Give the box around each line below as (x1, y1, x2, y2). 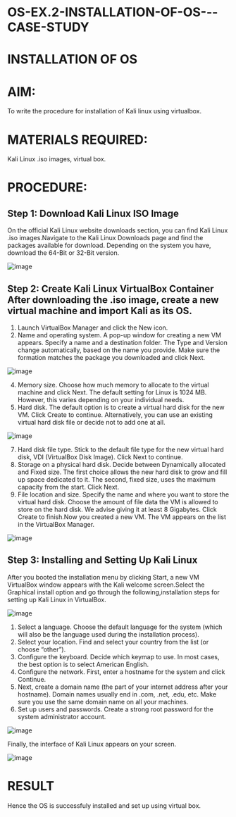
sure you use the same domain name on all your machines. (17, 697, 189, 706)
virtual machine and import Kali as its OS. (7, 304, 192, 317)
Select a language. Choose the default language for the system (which (17, 623, 223, 631)
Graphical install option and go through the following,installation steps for (7, 587, 220, 596)
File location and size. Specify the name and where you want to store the (17, 490, 230, 499)
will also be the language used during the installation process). (17, 630, 199, 638)
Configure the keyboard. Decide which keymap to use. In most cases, (17, 652, 220, 661)
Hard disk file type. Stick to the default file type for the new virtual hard (17, 445, 224, 454)
